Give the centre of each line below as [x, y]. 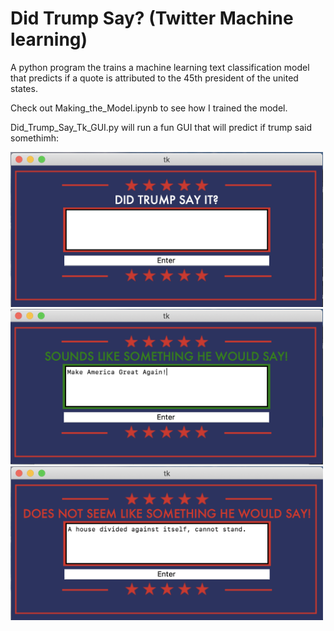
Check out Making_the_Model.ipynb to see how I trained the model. [149, 108]
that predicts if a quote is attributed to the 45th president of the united [154, 78]
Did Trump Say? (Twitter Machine [152, 18]
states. [24, 88]
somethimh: [35, 138]
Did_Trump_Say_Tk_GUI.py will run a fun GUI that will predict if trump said [161, 127]
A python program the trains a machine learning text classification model [160, 67]
